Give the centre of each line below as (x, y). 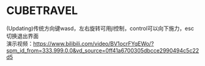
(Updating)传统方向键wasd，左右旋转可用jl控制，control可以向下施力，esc (100, 28)
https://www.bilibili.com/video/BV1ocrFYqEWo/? (94, 43)
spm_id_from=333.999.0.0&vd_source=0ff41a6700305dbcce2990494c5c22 (103, 50)
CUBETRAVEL (42, 11)
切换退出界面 (22, 36)
